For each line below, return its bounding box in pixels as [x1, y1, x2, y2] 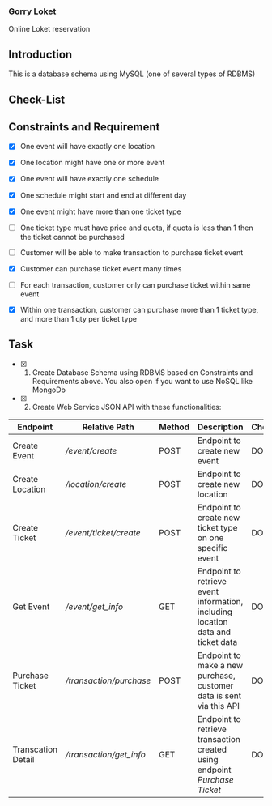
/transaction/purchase [65, 675, 151, 686]
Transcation [12, 744, 58, 755]
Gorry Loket [8, 6, 57, 17]
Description [197, 421, 244, 433]
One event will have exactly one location [19, 142, 155, 151]
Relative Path [82, 421, 135, 433]
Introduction [8, 47, 73, 62]
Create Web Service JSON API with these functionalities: [32, 402, 222, 412]
